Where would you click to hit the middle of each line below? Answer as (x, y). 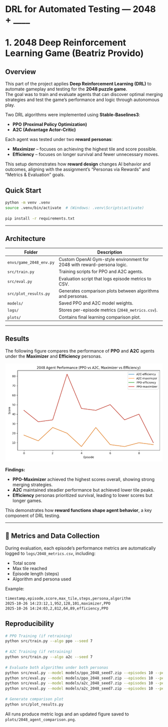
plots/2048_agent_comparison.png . (40, 719)
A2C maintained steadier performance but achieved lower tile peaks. (83, 490)
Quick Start (23, 190)
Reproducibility (29, 624)
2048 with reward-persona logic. (93, 265)
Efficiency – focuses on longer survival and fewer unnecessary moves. (86, 154)
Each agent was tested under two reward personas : (59, 139)
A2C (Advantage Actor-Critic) (44, 130)
